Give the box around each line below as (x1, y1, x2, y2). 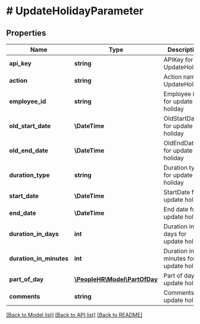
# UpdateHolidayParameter (6, 4, 144, 18)
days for (163, 230, 187, 238)
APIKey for (163, 55, 193, 64)
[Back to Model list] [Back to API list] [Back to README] (6, 311, 143, 318)
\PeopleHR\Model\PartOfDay (74, 275, 158, 283)
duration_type (9, 171, 50, 179)
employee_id (9, 97, 46, 105)
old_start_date (9, 122, 51, 130)
